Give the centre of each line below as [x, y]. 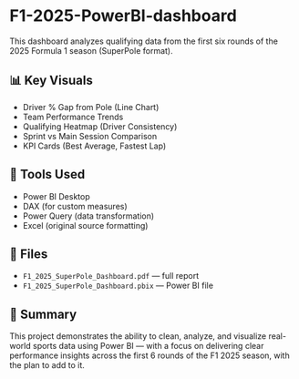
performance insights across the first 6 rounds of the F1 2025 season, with [149, 355]
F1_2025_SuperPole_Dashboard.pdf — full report [111, 276]
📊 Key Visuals [51, 81]
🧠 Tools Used [47, 174]
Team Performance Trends [73, 117]
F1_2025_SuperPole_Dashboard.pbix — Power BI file [118, 286]
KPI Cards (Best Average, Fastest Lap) [94, 146]
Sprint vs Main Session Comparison [90, 136]
